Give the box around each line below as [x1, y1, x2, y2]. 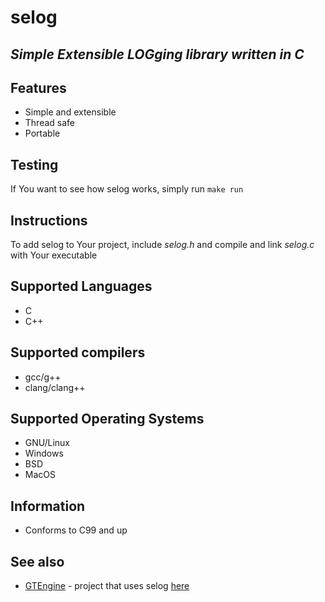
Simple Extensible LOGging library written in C [10, 46, 305, 63]
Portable [24, 127, 61, 140]
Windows [24, 447, 64, 460]
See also [10, 553, 65, 570]
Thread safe [24, 117, 76, 129]
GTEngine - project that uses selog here [24, 580, 190, 592]
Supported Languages [10, 278, 153, 295]
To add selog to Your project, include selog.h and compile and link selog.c [10, 239, 315, 251]
